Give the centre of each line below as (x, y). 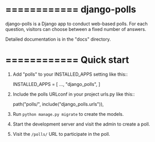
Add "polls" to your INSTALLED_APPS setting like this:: (70, 74)
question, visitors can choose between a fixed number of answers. (76, 29)
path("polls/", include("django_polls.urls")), (58, 104)
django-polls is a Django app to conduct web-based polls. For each (76, 24)
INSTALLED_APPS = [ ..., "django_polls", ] (56, 84)
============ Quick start (67, 60)
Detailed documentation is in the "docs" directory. (58, 39)
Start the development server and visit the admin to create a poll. (81, 124)
